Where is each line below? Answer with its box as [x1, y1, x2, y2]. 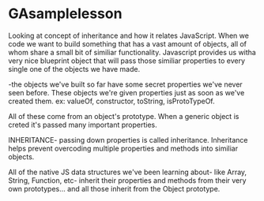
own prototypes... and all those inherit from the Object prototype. [8, 184, 221, 193]
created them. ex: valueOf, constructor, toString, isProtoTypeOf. [8, 96, 215, 106]
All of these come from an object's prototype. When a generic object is [8, 111, 239, 121]
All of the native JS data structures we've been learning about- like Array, [8, 167, 247, 177]
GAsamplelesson [8, 5, 123, 23]
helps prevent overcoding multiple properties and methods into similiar [8, 143, 239, 153]
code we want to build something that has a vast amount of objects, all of [8, 39, 247, 48]
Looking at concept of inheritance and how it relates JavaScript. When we [8, 31, 249, 40]
